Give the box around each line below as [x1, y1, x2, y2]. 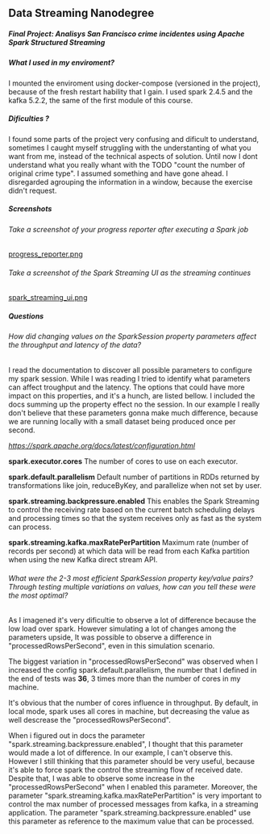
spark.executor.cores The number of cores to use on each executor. [8, 457, 239, 466]
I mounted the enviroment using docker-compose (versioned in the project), [8, 78, 260, 88]
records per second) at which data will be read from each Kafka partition [8, 546, 250, 556]
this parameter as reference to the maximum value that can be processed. [8, 816, 255, 826]
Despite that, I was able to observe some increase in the [8, 774, 195, 783]
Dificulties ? [8, 114, 50, 123]
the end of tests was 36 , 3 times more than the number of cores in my [8, 673, 241, 684]
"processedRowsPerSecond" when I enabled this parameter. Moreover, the [8, 782, 258, 792]
